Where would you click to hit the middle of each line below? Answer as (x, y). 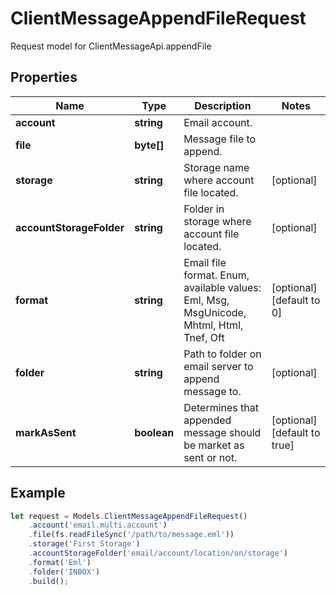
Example (38, 493)
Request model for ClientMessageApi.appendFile (111, 46)
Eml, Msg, (206, 300)
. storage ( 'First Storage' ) (84, 544)
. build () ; (49, 581)
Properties (44, 77)
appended (207, 420)
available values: (222, 287)
